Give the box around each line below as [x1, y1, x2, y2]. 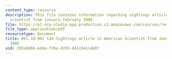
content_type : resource [5, 7, 56, 13]
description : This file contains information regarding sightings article [5, 12, 168, 17]
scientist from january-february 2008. [10, 17, 95, 22]
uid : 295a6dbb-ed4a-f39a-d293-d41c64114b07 [5, 46, 100, 51]
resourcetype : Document [5, 31, 56, 36]
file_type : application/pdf [5, 27, 66, 32]
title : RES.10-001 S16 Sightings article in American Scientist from [5, 36, 157, 42]
